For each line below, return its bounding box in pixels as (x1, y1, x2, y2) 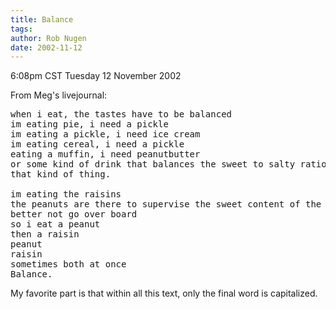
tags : (10, 24, 33, 34)
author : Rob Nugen (10, 33, 87, 43)
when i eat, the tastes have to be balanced (10, 109, 233, 120)
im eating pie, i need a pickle (10, 119, 169, 130)
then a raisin (10, 229, 80, 240)
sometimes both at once (10, 259, 127, 270)
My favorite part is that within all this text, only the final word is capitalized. (10, 287, 318, 300)
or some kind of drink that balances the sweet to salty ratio (10, 159, 327, 170)
